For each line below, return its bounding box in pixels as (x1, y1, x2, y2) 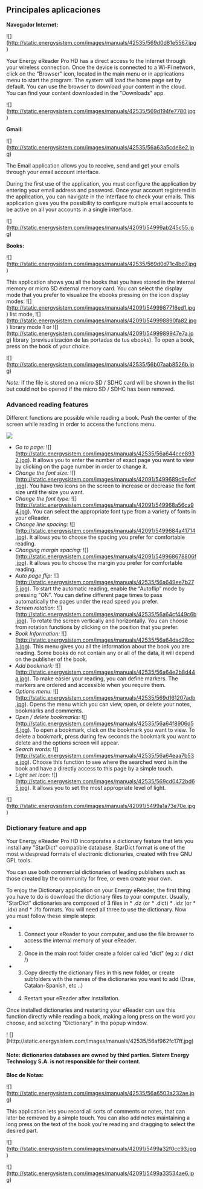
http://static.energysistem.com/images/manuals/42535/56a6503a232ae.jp (8, 1089, 195, 1096)
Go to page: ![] (14, 444, 52, 451)
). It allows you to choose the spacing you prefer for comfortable (24, 533, 185, 541)
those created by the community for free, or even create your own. (6, 875, 173, 882)
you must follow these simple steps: (6, 913, 95, 920)
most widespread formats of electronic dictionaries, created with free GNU (6, 850, 192, 858)
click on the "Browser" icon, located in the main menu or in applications (6, 70, 184, 77)
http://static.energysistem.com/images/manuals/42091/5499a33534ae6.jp (8, 1170, 195, 1177)
